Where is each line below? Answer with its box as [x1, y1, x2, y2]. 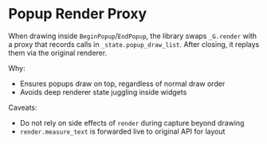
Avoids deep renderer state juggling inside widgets [19, 87, 187, 96]
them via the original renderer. [8, 48, 108, 57]
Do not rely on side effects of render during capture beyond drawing [19, 118, 245, 127]
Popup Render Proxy [8, 5, 147, 23]
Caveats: [8, 103, 37, 112]
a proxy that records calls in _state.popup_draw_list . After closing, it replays [8, 39, 260, 49]
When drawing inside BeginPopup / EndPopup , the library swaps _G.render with [8, 31, 257, 41]
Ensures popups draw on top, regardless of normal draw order [19, 79, 226, 88]
